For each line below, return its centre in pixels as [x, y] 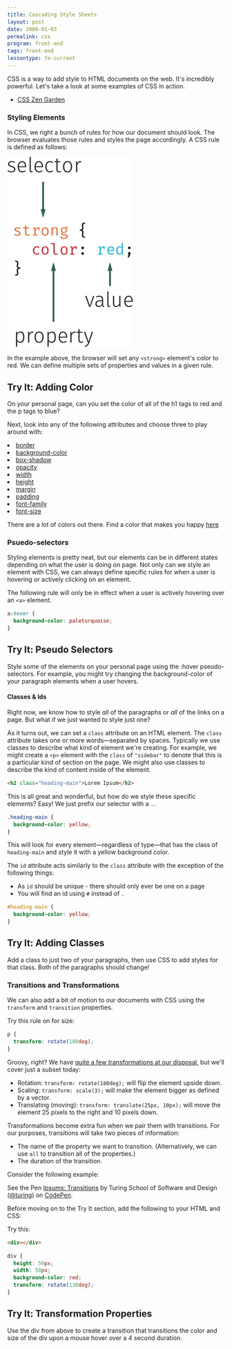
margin [26, 489]
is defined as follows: [37, 147]
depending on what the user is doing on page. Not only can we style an [109, 565]
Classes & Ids [27, 697]
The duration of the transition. [59, 1161]
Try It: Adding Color [50, 387]
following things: [31, 873]
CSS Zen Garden [41, 99]
